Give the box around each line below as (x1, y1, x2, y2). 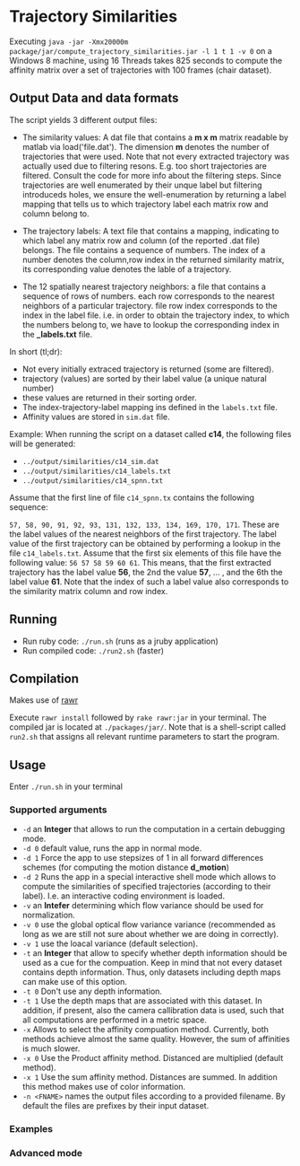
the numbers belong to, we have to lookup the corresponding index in (21, 319, 280, 329)
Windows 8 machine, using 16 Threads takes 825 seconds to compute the (9, 55, 283, 66)
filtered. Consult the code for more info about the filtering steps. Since (21, 170, 282, 180)
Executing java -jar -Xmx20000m (9, 36, 129, 47)
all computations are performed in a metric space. (21, 1014, 208, 1025)
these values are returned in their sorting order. (21, 392, 197, 403)
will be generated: (9, 438, 76, 449)
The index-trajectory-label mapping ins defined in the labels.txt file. (21, 401, 278, 412)
